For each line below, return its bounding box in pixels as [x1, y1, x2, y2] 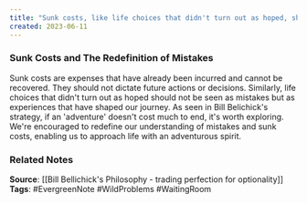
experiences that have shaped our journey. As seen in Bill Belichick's [9, 101, 269, 112]
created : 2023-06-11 [9, 22, 89, 31]
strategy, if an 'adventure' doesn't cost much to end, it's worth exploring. [9, 111, 285, 122]
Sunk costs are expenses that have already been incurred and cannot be [9, 72, 283, 83]
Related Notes [9, 153, 74, 166]
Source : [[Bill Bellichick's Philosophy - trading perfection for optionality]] [9, 174, 283, 185]
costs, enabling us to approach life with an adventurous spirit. [9, 130, 242, 141]
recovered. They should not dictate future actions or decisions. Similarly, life [9, 82, 297, 93]
